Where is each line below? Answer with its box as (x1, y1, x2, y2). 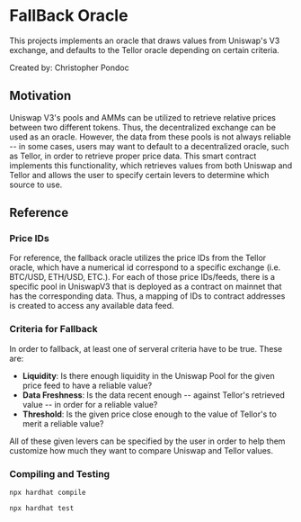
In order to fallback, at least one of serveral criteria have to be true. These (9, 343, 283, 354)
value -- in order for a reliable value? (22, 399, 158, 409)
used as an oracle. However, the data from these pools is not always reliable (9, 131, 292, 142)
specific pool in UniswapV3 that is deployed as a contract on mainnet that (9, 281, 282, 292)
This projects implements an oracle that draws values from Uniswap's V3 (9, 35, 280, 46)
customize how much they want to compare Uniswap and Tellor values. (9, 445, 274, 455)
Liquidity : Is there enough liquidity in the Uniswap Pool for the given (22, 370, 276, 381)
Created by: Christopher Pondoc (9, 62, 129, 73)
